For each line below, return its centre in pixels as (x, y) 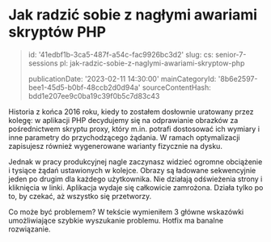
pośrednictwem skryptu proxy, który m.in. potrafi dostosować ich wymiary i (134, 129)
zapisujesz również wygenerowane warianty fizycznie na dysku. (115, 146)
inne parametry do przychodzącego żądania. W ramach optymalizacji (124, 137)
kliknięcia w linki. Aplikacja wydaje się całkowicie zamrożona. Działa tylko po (136, 187)
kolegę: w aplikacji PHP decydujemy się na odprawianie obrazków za (123, 120)
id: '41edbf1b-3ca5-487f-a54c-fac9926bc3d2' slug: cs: (121, 54)
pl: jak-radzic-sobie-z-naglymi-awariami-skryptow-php (152, 63)
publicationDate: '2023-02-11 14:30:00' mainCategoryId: (122, 79)
